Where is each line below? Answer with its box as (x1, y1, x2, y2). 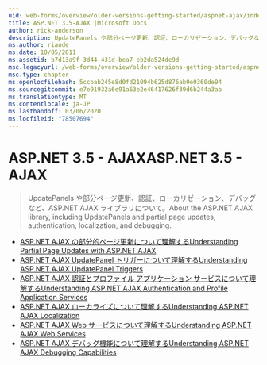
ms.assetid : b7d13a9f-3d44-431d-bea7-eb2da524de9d (8, 56, 180, 64)
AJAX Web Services (19, 328, 86, 338)
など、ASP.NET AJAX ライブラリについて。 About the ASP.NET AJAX (27, 203, 253, 213)
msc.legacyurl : (8, 63, 59, 71)
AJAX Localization (19, 310, 80, 320)
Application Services (19, 292, 88, 302)
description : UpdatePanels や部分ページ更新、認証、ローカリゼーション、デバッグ (8, 33, 254, 42)
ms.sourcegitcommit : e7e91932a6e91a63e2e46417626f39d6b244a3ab (8, 85, 222, 94)
